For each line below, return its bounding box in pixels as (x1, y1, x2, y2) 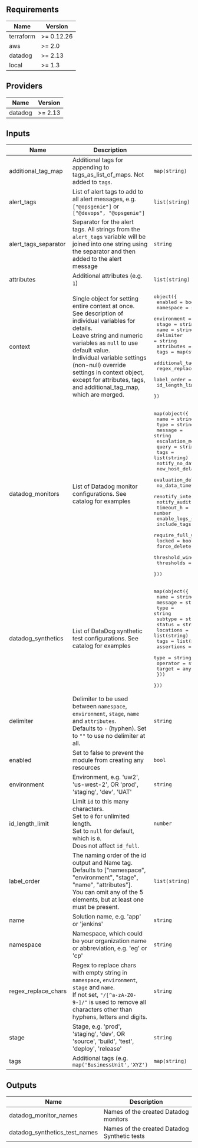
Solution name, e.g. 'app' (72, 912, 141, 921)
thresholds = (156, 560, 192, 566)
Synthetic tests (103, 1132, 146, 1140)
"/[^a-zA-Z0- (100, 992, 137, 999)
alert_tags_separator (9, 240, 66, 248)
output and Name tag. (72, 859, 133, 867)
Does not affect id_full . (72, 842, 140, 850)
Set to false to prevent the (72, 749, 144, 757)
